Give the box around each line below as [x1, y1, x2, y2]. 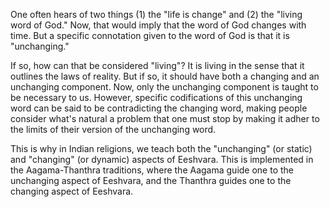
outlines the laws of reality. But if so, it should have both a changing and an [10, 70, 320, 82]
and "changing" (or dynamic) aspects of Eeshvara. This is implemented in [10, 154, 314, 165]
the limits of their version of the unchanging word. [10, 124, 217, 135]
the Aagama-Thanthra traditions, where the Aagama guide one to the [10, 164, 295, 176]
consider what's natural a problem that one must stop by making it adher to [10, 113, 320, 124]
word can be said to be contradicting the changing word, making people [10, 102, 308, 114]
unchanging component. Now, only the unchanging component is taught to [10, 81, 319, 93]
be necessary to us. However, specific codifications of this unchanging [10, 92, 303, 103]
